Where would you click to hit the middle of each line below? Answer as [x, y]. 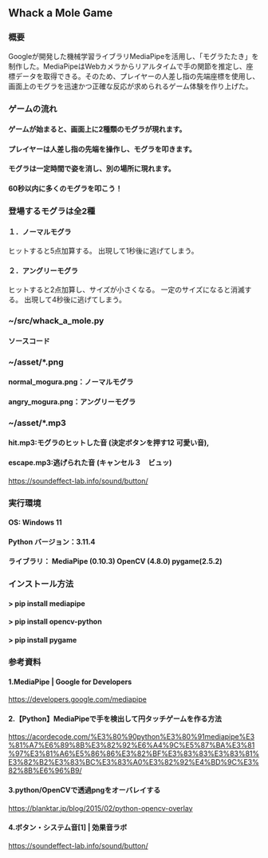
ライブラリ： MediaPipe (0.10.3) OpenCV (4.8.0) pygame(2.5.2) [115, 561]
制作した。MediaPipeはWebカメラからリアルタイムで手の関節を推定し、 [128, 66]
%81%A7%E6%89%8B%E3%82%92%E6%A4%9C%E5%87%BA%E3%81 [132, 746]
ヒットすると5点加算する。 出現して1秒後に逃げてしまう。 [103, 251]
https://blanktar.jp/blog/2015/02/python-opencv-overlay [100, 808]
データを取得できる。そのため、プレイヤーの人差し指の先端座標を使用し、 [137, 76]
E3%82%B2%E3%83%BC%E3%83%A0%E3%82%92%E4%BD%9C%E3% [134, 762]
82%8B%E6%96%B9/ [45, 771]
